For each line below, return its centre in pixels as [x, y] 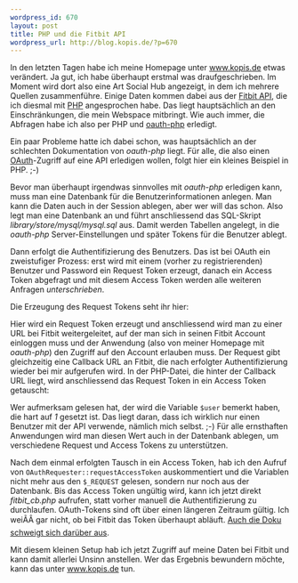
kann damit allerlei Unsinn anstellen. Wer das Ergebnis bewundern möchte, [148, 559]
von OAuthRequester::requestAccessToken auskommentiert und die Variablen [149, 472]
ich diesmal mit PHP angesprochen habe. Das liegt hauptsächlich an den [143, 105]
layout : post [34, 26]
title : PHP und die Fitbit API [68, 34]
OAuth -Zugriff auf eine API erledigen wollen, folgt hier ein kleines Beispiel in [149, 160]
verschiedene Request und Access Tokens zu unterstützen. [119, 445]
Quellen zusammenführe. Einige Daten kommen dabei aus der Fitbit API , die [149, 96]
